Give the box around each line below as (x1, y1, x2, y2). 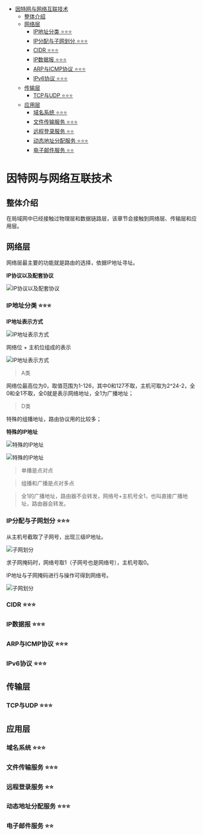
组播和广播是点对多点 (21, 480, 74, 487)
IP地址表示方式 (6, 318, 43, 325)
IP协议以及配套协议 (6, 271, 54, 279)
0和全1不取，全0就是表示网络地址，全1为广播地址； (6, 390, 134, 397)
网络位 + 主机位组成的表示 (6, 344, 71, 351)
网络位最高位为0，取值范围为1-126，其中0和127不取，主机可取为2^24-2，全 (6, 382, 195, 390)
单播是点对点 (21, 467, 53, 474)
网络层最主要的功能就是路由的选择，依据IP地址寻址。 (6, 259, 138, 266)
